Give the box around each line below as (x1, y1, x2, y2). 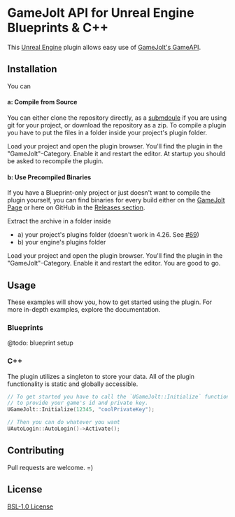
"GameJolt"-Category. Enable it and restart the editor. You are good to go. (7, 259, 221, 268)
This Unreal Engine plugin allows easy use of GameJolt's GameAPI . (7, 43, 201, 51)
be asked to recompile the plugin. (7, 156, 104, 165)
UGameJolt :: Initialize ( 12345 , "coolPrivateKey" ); (7, 406, 155, 413)
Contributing (7, 445, 64, 457)
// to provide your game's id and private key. (7, 399, 149, 407)
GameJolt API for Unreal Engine (7, 5, 194, 21)
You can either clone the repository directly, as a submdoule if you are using (7, 113, 227, 122)
